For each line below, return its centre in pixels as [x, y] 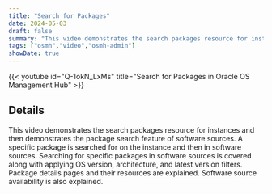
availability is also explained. [56, 181]
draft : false [30, 31]
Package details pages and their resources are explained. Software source [133, 173]
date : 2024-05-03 [38, 23]
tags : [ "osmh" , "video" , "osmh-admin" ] [72, 46]
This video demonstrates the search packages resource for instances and [132, 129]
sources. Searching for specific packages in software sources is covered [130, 155]
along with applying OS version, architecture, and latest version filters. [125, 164]
